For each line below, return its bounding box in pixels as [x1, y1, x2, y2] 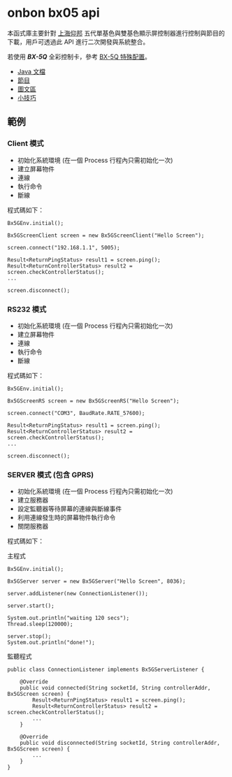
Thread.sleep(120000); [7, 620, 73, 628]
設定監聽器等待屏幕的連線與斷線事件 [17, 504, 122, 513]
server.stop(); [7, 633, 52, 640]
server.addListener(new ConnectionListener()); [7, 590, 149, 597]
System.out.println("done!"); [7, 639, 96, 646]
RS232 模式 [7, 304, 47, 314]
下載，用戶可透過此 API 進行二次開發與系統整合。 [7, 37, 150, 46]
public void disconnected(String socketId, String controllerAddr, [20, 739, 220, 747]
